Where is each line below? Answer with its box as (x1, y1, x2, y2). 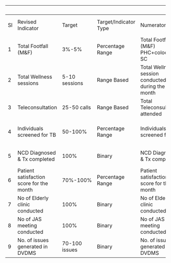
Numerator (140, 21, 166, 29)
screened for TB (17, 131, 56, 138)
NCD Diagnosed (17, 149, 56, 156)
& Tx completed (17, 156, 55, 162)
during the (140, 83, 165, 90)
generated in (17, 243, 48, 250)
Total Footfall (17, 43, 48, 50)
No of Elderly (17, 195, 49, 201)
